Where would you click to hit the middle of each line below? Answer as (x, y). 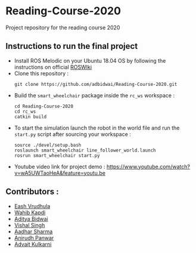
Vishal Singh (29, 225)
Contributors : (32, 192)
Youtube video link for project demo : (60, 166)
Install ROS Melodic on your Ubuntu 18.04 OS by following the (90, 60)
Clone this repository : (41, 73)
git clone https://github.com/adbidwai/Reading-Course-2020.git (96, 84)
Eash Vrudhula (32, 206)
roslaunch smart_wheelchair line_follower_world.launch (85, 150)
